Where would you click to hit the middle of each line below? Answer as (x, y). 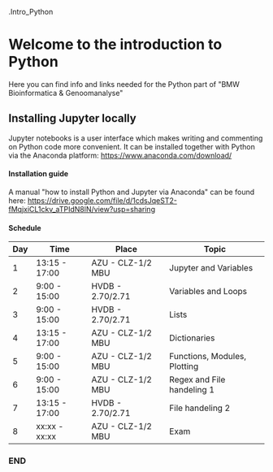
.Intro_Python (31, 12)
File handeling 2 (200, 408)
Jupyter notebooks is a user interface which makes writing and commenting (136, 138)
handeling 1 (192, 390)
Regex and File (197, 379)
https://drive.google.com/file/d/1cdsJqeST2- (102, 200)
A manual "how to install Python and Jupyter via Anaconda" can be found (131, 192)
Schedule (25, 227)
